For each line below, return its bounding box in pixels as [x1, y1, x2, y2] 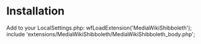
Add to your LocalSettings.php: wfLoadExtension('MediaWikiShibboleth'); [6, 24, 192, 31]
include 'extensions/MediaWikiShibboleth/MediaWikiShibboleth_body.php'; [6, 30, 195, 37]
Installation [6, 4, 65, 18]
